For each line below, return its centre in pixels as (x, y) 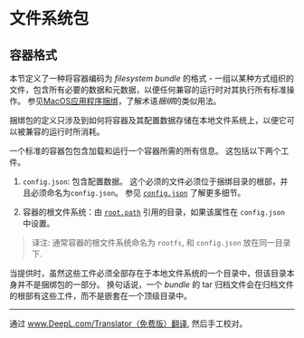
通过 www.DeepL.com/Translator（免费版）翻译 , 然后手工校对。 (128, 324)
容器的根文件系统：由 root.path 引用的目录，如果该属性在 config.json (153, 212)
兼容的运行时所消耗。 (65, 131)
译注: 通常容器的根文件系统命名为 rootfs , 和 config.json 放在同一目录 (161, 242)
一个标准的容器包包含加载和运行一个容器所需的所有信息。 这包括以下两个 (145, 151)
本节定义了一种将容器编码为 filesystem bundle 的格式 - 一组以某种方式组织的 (152, 78)
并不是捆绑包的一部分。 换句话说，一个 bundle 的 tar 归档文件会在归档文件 (155, 285)
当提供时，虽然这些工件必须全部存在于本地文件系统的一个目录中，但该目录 (148, 273)
